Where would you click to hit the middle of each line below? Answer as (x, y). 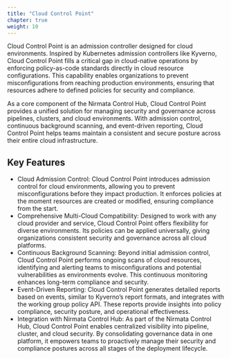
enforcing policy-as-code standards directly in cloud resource (95, 68)
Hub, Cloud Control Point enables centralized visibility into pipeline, (113, 326)
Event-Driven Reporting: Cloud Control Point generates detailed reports (119, 290)
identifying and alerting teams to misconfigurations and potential (109, 268)
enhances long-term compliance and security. (83, 282)
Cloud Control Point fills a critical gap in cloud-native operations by (103, 61)
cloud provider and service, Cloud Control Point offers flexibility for (113, 223)
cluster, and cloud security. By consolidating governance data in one (115, 334)
